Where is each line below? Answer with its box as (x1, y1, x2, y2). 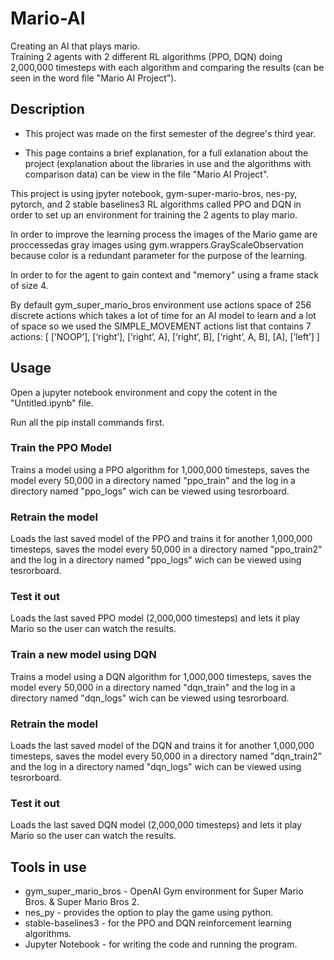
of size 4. (10, 279, 49, 291)
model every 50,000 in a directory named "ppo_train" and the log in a (10, 474, 296, 486)
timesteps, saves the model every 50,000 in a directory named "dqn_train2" (10, 750, 323, 762)
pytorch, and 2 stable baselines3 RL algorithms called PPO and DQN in (10, 198, 302, 210)
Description (10, 101, 85, 118)
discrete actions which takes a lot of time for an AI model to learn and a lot (10, 309, 317, 321)
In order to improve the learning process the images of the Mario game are (10, 228, 318, 240)
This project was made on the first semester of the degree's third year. (24, 127, 317, 139)
